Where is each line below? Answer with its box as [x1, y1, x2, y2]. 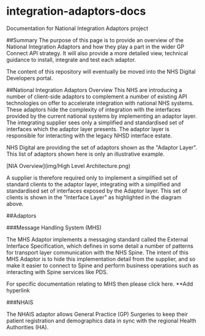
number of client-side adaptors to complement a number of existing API [6, 93, 188, 100]
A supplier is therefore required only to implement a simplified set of [6, 174, 178, 181]
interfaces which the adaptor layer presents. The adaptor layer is [6, 125, 170, 132]
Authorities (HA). [6, 323, 49, 330]
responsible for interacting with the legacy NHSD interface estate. [6, 132, 173, 139]
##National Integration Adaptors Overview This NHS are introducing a [6, 86, 182, 93]
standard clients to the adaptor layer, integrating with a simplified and [6, 180, 181, 188]
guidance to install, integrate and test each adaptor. [6, 56, 136, 63]
